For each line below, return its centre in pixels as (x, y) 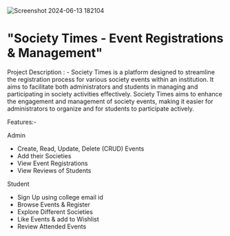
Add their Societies (44, 155)
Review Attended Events (52, 226)
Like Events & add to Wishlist (58, 219)
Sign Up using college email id (60, 197)
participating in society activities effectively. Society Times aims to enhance (115, 94)
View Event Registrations (52, 163)
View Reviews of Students (54, 170)
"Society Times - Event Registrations (115, 39)
